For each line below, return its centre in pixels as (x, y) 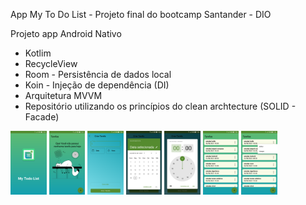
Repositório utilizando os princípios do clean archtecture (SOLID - (160, 106)
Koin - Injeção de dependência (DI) (97, 85)
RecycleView (51, 63)
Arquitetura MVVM (63, 95)
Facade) (42, 117)
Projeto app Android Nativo (66, 33)
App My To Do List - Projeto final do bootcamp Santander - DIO (141, 14)
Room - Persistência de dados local (98, 74)
